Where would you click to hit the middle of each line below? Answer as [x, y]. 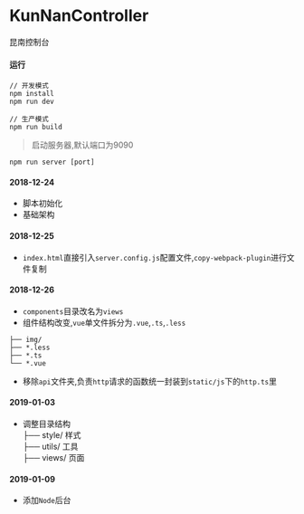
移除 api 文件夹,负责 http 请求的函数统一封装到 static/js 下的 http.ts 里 [150, 381]
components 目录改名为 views [73, 311]
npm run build [36, 128]
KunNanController [79, 16]
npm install [32, 94]
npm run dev [32, 102]
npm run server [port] [52, 162]
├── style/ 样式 [52, 434]
